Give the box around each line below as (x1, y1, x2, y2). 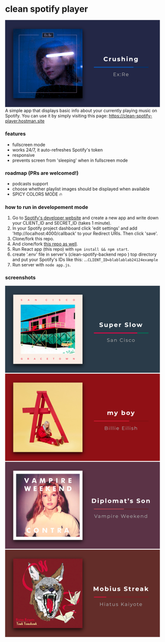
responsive (12, 152, 35, 158)
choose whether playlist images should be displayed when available (12, 186, 150, 192)
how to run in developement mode (5, 204, 88, 210)
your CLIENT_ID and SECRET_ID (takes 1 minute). (12, 220, 111, 226)
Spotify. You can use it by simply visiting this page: (5, 113, 108, 119)
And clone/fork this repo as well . (12, 241, 78, 247)
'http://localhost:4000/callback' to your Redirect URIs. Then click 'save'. (12, 231, 158, 236)
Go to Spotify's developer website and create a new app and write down (12, 215, 159, 221)
